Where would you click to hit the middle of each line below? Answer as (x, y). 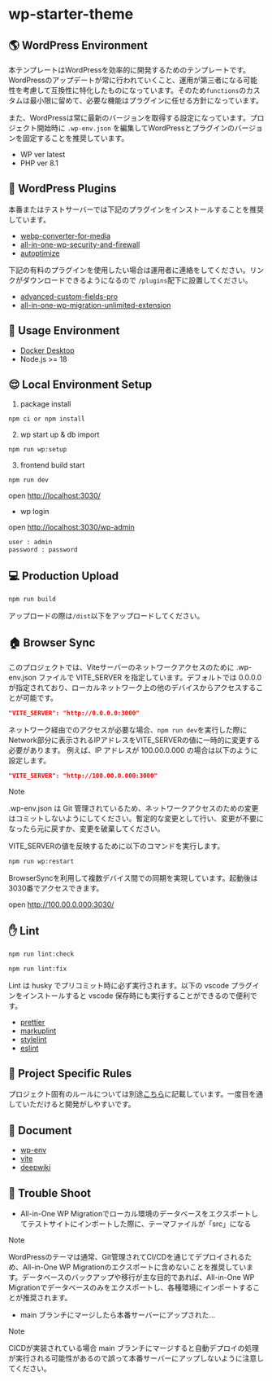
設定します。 (30, 761)
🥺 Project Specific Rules (70, 1073)
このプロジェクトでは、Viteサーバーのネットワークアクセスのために (121, 667)
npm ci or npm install (47, 419)
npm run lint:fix (38, 969)
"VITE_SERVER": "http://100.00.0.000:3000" (83, 776)
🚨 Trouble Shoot (50, 1193)
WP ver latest (43, 154)
